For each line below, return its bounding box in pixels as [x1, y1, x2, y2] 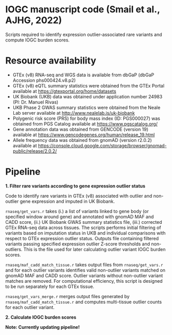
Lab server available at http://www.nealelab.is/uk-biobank [12, 110, 135, 116]
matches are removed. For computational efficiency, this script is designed [5, 278, 163, 284]
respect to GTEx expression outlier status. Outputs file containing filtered [5, 235, 159, 241]
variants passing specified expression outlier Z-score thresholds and [5, 241, 150, 247]
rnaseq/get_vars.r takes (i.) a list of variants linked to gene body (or [5, 208, 149, 214]
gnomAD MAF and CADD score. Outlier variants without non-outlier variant [5, 273, 163, 279]
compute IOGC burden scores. [5, 37, 70, 43]
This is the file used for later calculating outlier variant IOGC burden [23, 246, 166, 252]
